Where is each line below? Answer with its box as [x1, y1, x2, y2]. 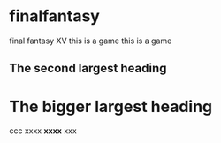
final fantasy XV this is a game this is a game [9, 35, 172, 46]
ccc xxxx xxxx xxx [9, 125, 77, 136]
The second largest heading [9, 61, 167, 76]
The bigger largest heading [9, 96, 213, 117]
